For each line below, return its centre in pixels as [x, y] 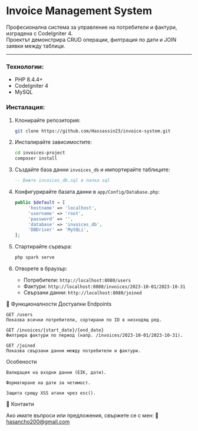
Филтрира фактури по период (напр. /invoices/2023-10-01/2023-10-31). [95, 336]
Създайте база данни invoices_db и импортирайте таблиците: [92, 170]
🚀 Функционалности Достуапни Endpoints [59, 304]
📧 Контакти [20, 404]
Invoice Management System [79, 11]
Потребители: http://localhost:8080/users [77, 280]
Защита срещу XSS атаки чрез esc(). [51, 393]
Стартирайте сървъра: [43, 247]
